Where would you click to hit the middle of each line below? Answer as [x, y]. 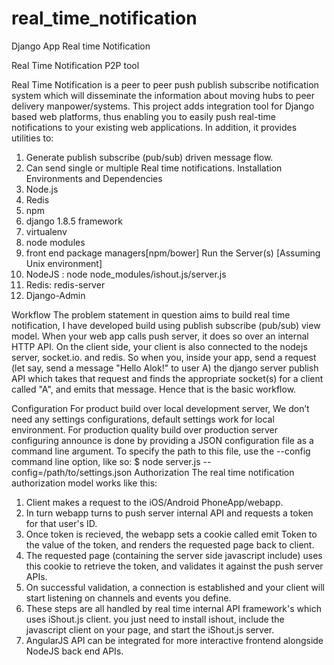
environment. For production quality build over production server [145, 429]
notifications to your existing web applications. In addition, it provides [154, 127]
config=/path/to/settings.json [72, 472]
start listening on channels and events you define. [128, 598]
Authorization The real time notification [214, 472]
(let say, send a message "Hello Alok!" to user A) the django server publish [165, 368]
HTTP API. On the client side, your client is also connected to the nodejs [159, 346]
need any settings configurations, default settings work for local [143, 419]
